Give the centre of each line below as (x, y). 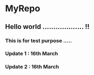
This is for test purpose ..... (39, 41)
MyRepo (23, 9)
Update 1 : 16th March (32, 53)
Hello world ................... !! (47, 27)
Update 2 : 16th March (32, 67)
